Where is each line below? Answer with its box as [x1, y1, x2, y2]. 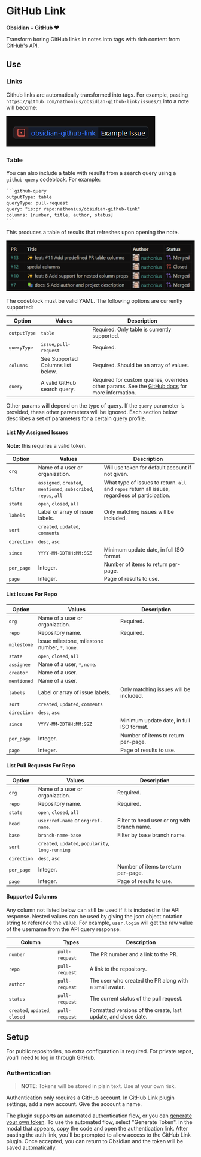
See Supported [41, 355, 78, 362]
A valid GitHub [41, 379, 77, 387]
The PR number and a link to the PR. [89, 951, 178, 958]
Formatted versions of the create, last [89, 1006, 182, 1014]
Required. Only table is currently [92, 326, 172, 333]
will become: [6, 104, 38, 111]
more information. [92, 388, 136, 396]
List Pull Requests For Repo [6, 761, 76, 769]
